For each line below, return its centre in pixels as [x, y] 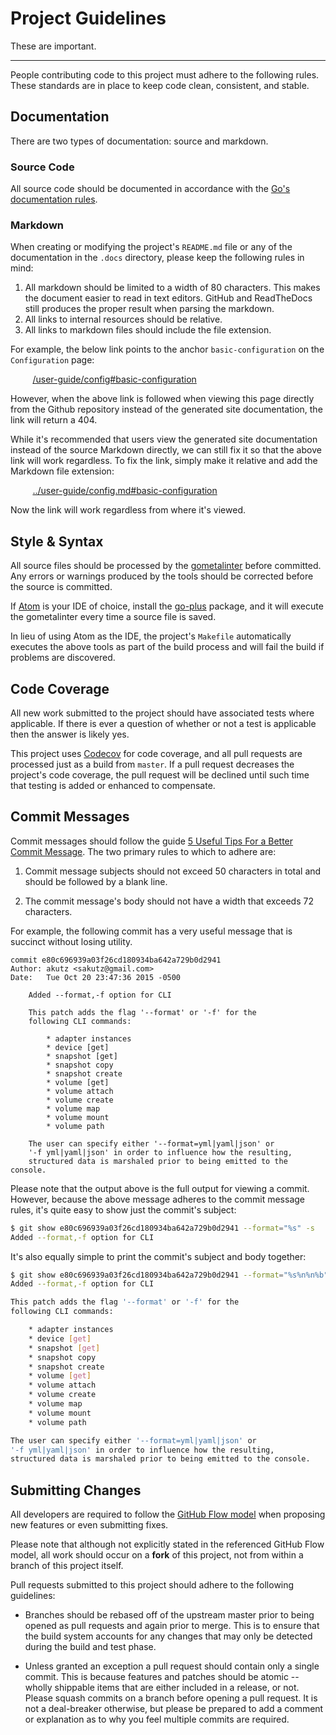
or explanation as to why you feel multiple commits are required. [157, 1719]
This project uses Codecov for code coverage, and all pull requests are [156, 753]
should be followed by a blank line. [96, 881]
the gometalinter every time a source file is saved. [113, 617]
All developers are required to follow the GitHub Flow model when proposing [168, 1514]
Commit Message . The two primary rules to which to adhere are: [143, 851]
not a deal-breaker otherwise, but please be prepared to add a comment [174, 1709]
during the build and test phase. [90, 1647]
